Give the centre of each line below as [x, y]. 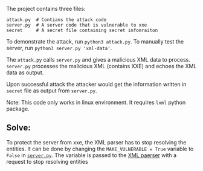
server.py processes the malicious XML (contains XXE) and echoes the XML [101, 66]
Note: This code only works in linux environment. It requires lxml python [96, 102]
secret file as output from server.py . [52, 91]
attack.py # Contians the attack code [56, 20]
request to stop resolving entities [47, 161]
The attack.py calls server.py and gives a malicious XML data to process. [98, 60]
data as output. [25, 73]
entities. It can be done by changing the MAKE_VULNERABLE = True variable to [100, 149]
